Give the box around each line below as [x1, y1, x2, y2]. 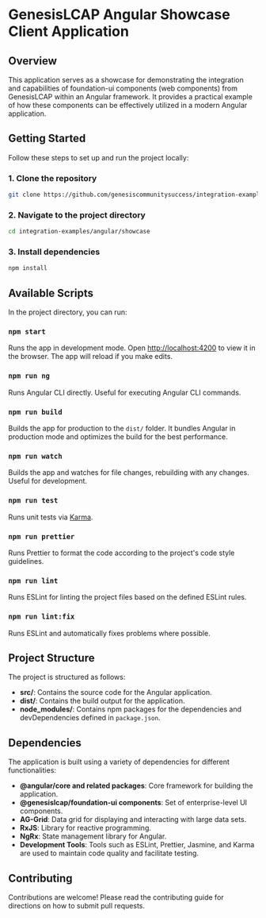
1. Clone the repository [8, 172, 97, 183]
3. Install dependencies [8, 246, 101, 257]
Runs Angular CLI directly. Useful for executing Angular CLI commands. [8, 388, 241, 397]
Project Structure [8, 651, 95, 665]
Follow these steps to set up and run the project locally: [8, 152, 189, 162]
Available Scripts [8, 286, 93, 299]
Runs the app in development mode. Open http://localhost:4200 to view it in [8, 343, 256, 353]
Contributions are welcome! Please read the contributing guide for [8, 892, 224, 902]
